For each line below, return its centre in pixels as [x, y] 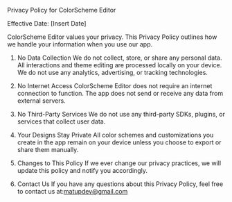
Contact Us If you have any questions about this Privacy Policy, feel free [120, 184]
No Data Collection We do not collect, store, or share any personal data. [120, 58]
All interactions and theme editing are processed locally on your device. [119, 65]
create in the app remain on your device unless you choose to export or [119, 142]
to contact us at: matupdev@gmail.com [72, 191]
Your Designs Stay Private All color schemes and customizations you [115, 135]
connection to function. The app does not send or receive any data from [120, 93]
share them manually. [48, 150]
